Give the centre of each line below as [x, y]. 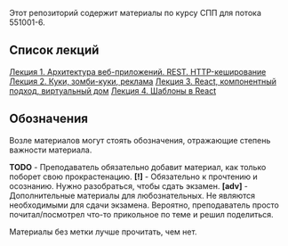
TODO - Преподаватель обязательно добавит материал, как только [138, 167]
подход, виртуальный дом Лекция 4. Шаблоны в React [112, 90]
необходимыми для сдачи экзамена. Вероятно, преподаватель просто [144, 205]
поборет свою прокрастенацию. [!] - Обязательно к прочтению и [133, 176]
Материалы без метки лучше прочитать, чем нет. [103, 232]
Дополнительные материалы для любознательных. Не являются [132, 195]
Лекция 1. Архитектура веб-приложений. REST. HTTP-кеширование [138, 71]
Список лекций [54, 50]
